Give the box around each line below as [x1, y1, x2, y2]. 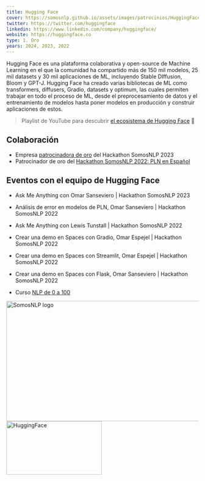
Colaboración [6, 135, 59, 145]
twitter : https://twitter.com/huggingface [6, 20, 116, 26]
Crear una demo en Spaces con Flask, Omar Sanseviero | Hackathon [15, 270, 188, 277]
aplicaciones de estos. [6, 105, 63, 112]
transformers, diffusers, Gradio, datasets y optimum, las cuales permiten [6, 86, 189, 93]
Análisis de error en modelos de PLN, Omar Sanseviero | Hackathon [15, 203, 186, 211]
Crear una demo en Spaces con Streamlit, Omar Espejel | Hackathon [15, 252, 187, 259]
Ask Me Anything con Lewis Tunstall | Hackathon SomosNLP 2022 [15, 221, 182, 229]
